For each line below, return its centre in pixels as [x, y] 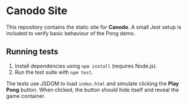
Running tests [32, 52]
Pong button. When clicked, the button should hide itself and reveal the [93, 90]
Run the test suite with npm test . [54, 72]
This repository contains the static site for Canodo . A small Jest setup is [94, 27]
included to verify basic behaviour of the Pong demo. [71, 33]
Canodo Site [37, 11]
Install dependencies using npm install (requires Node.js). [86, 66]
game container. [26, 96]
